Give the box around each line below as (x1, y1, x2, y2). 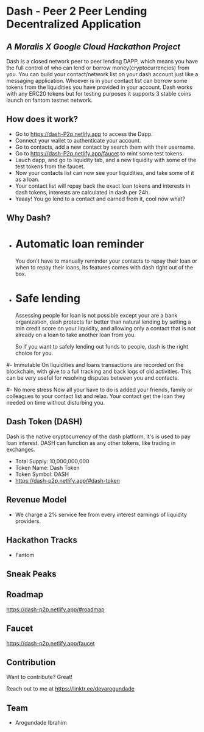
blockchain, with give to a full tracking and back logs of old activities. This (6, 368, 192, 375)
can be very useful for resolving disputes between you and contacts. (6, 374, 179, 382)
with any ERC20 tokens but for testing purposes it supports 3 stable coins (6, 90, 192, 97)
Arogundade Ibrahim (15, 719, 67, 727)
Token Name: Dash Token (15, 464, 80, 471)
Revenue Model (6, 495, 67, 505)
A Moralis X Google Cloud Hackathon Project (6, 41, 181, 52)
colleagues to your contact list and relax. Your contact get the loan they (6, 393, 186, 400)
